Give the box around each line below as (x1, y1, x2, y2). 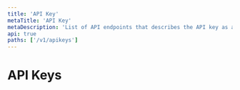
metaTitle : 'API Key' (7, 17, 72, 24)
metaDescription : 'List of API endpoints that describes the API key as (7, 23, 229, 30)
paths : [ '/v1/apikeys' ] (7, 37, 79, 44)
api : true (7, 30, 37, 38)
